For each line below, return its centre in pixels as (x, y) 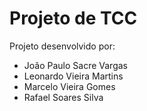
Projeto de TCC (73, 18)
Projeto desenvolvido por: (62, 46)
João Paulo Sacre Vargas (75, 65)
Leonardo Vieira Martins (73, 76)
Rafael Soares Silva (63, 97)
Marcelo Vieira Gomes (69, 86)
